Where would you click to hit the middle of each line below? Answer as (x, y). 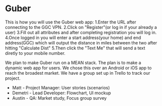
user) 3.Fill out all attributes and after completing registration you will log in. (81, 32)
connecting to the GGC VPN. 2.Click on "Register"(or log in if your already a (81, 27)
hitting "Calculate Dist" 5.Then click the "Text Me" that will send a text (75, 48)
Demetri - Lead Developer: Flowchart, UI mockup (61, 93)
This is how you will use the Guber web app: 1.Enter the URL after (71, 22)
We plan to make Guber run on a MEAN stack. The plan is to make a (73, 63)
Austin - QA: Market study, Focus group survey (59, 98)
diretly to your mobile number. (35, 53)
